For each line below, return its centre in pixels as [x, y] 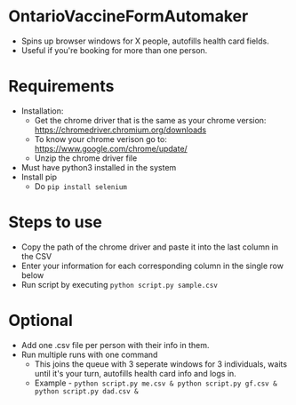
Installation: [42, 111]
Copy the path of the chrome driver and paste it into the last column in [150, 247]
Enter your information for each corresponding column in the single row [152, 266]
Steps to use [56, 222]
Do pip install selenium [81, 186]
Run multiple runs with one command [89, 354]
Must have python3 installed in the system [99, 167]
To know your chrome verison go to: [101, 139]
